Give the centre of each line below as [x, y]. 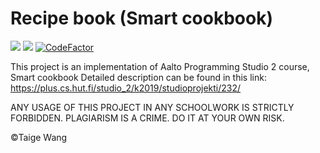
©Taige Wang [39, 137]
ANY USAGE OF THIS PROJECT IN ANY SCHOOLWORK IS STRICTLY [152, 107]
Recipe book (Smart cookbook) [141, 18]
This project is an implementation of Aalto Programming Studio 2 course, [160, 66]
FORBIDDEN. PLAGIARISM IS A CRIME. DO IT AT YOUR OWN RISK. [147, 118]
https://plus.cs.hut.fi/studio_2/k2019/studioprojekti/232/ [126, 88]
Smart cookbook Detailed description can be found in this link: [138, 77]
